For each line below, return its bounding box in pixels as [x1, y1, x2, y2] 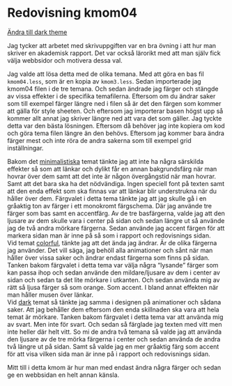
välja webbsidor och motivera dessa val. [7, 56, 123, 64]
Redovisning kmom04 [7, 5, 138, 21]
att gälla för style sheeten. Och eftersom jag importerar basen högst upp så [7, 107, 224, 115]
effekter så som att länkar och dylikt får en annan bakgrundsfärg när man [7, 164, 217, 173]
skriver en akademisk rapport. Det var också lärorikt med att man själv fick [7, 49, 221, 57]
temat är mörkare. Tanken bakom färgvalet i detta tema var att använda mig [7, 312, 224, 321]
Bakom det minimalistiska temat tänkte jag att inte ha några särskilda [7, 157, 204, 165]
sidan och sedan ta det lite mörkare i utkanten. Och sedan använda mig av [7, 275, 220, 284]
